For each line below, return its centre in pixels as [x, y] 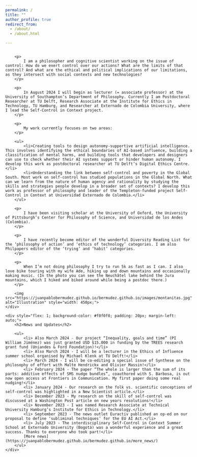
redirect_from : [21, 24]
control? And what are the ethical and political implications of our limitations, [96, 70]
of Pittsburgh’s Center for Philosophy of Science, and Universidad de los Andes [94, 218]
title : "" [16, 15]
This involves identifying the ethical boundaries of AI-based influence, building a [99, 151]
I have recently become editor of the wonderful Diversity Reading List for [107, 240]
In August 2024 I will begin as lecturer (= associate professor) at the [103, 92]
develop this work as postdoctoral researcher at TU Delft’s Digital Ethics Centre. [97, 164]
